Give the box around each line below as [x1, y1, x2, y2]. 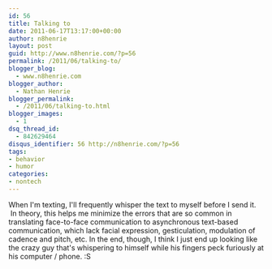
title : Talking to [8, 19, 71, 28]
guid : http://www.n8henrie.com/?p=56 [8, 49, 136, 58]
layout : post [8, 42, 53, 50]
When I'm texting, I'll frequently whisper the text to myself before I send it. [8, 199, 257, 209]
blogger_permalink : [8, 95, 75, 103]
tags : [8, 147, 27, 156]
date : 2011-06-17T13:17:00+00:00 [8, 27, 122, 35]
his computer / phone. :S [8, 251, 91, 261]
